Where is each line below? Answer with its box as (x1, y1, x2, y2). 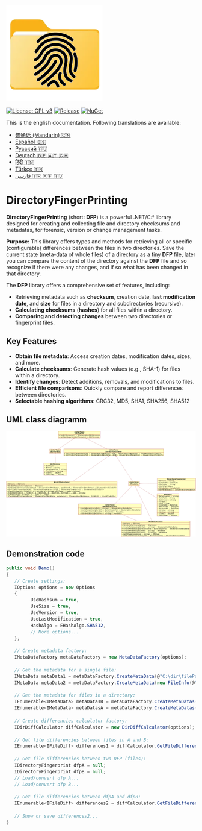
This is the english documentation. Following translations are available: (6, 119, 182, 126)
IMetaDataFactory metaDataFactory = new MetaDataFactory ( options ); (14, 654, 187, 660)
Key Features (6, 336, 57, 347)
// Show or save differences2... (14, 813, 98, 820)
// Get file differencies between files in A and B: (14, 737, 149, 743)
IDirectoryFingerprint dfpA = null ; (14, 762, 106, 768)
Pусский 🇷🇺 (14, 145, 48, 152)
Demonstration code (6, 548, 85, 559)
